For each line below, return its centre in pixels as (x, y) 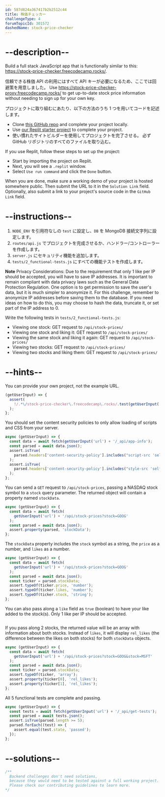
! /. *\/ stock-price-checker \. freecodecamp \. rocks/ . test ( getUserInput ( (87, 404)
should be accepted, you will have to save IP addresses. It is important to (79, 277)
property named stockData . (33, 498)
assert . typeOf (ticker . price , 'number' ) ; (51, 586)
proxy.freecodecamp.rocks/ (33, 93)
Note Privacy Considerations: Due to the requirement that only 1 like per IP (80, 271)
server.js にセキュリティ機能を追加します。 (57, 255)
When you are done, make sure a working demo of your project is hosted (79, 181)
